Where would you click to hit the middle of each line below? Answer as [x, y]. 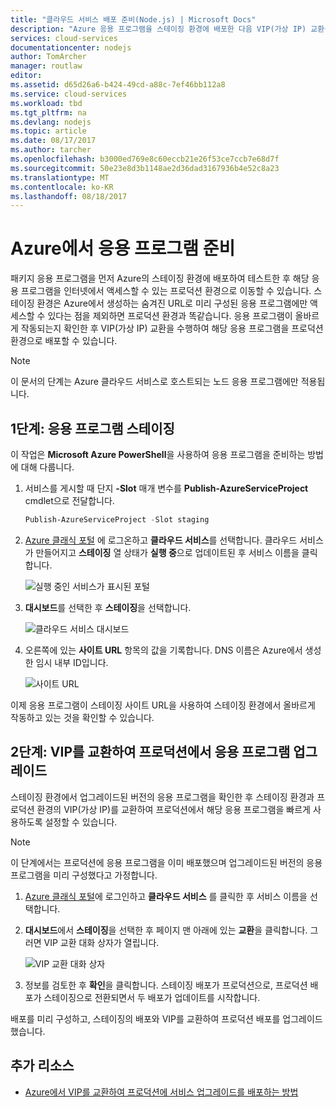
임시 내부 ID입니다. [72, 662]
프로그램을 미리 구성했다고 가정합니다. [84, 875]
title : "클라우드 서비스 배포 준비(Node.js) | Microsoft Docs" [133, 19]
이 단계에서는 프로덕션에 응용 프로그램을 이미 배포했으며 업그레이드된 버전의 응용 [166, 862]
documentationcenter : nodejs [71, 47]
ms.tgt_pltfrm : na [48, 112]
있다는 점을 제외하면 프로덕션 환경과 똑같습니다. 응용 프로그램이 [170, 316]
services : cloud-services [64, 38]
